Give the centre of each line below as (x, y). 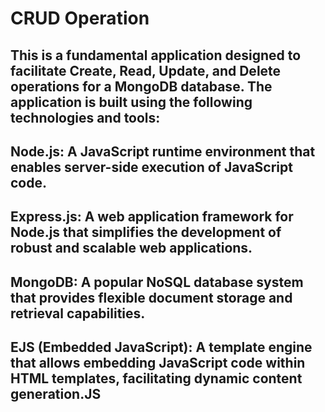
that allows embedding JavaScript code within (158, 363)
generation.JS (56, 394)
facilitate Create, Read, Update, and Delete (146, 70)
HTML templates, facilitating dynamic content (156, 378)
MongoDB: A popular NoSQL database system (157, 282)
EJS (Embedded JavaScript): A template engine (161, 347)
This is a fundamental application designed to (156, 55)
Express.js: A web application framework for (152, 217)
